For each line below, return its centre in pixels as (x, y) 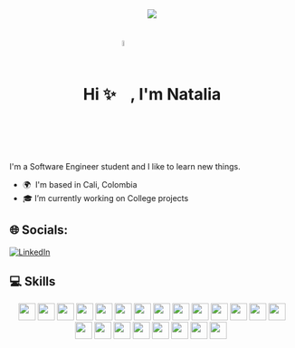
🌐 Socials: (39, 230)
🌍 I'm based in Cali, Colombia (80, 184)
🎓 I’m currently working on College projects (105, 198)
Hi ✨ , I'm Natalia (152, 95)
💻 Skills (33, 281)
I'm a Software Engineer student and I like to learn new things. (125, 166)
